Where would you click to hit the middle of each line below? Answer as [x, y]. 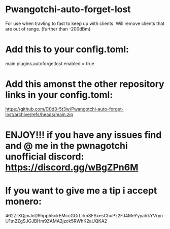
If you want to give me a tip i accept [81, 191]
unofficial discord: [45, 157]
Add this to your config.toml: [67, 50]
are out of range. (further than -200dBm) [48, 28]
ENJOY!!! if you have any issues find [83, 135]
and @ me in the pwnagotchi [66, 146]
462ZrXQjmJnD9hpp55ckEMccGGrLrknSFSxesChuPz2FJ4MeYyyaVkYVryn [84, 215]
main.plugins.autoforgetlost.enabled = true [50, 63]
